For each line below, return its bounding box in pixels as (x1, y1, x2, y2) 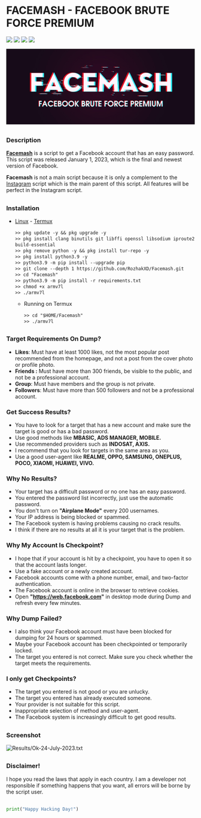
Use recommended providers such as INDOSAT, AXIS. (14, 440, 150, 448)
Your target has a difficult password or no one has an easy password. (14, 488, 187, 495)
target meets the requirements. (14, 659, 92, 667)
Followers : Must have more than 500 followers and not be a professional (14, 387, 194, 394)
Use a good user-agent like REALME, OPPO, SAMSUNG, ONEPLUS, (14, 453, 182, 461)
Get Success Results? (6, 408, 71, 416)
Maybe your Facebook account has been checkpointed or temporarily (14, 641, 187, 648)
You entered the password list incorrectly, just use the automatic (14, 494, 174, 501)
